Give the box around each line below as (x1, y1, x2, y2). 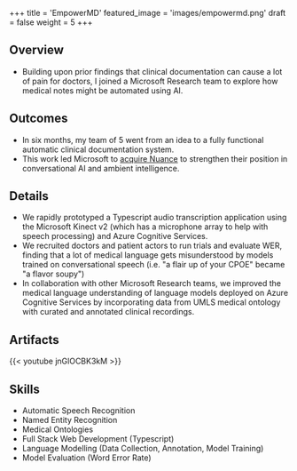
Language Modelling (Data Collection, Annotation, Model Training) (21, 443, 264, 454)
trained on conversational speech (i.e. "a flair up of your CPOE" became (21, 259, 285, 270)
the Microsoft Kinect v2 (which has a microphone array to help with (21, 221, 269, 232)
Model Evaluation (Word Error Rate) (21, 452, 152, 463)
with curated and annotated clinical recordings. (21, 307, 195, 317)
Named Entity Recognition (21, 415, 118, 426)
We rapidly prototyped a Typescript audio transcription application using (21, 212, 287, 223)
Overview (9, 43, 65, 58)
